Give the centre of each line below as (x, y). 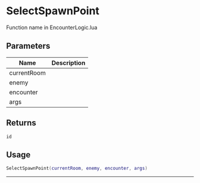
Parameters (28, 46)
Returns (21, 123)
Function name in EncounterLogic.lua (52, 27)
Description (68, 62)
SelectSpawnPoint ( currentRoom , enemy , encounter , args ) (77, 168)
